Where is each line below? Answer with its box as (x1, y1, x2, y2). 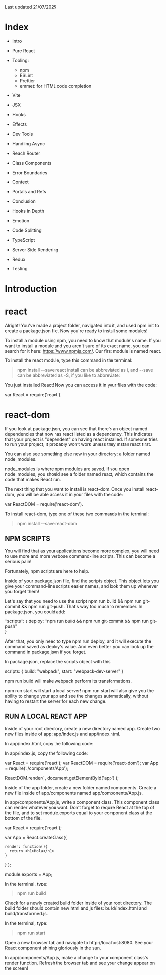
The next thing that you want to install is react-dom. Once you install (5, 486, 145, 492)
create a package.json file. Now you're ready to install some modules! (5, 328, 148, 334)
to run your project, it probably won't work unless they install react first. (5, 442, 151, 447)
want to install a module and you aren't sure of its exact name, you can (5, 343, 150, 349)
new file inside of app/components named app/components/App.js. (5, 790, 143, 796)
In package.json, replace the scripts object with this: (5, 658, 112, 664)
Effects (12, 121, 27, 127)
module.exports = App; (5, 871, 53, 877)
